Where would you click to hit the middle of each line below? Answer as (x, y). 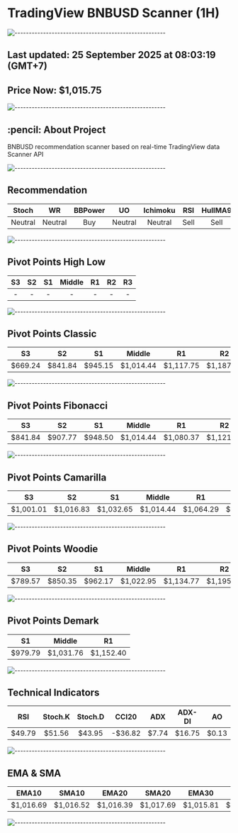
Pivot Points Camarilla (57, 477)
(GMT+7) (27, 66)
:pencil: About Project (57, 129)
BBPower (89, 210)
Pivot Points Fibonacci (58, 406)
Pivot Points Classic (52, 334)
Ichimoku (159, 210)
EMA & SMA (34, 773)
